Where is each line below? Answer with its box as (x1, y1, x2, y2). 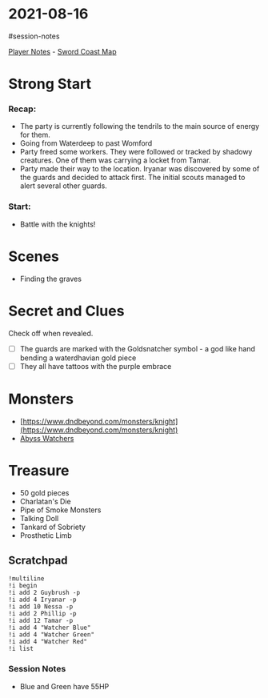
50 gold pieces (19, 487, 70, 497)
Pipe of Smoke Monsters (19, 505, 102, 515)
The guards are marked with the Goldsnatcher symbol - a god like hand (19, 343, 256, 353)
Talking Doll (19, 513, 59, 523)
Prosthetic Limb (19, 530, 72, 540)
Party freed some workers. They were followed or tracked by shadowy (19, 147, 253, 157)
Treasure (8, 461, 70, 479)
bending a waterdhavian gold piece (19, 353, 137, 363)
